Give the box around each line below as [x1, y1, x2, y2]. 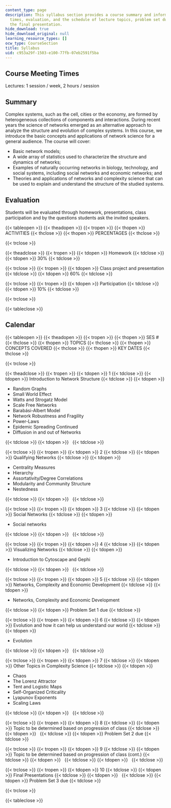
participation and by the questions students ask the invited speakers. [5, 214, 150, 220]
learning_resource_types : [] [5, 36, 67, 41]
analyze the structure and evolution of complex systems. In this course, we [5, 127, 162, 133]
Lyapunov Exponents [12, 694, 57, 701]
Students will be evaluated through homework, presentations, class [5, 209, 147, 215]
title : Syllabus [5, 46, 40, 51]
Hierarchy [12, 469, 34, 476]
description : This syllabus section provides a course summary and [5, 12, 152, 17]
